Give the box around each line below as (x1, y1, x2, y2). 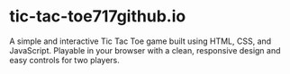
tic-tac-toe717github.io (9, 6, 186, 27)
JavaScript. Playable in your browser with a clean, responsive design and (9, 45, 281, 55)
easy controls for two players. (9, 54, 120, 65)
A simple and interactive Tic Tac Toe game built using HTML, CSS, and (9, 36, 272, 46)
